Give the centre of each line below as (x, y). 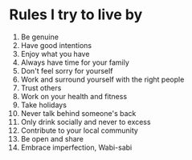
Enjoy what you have (55, 54)
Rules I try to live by (76, 15)
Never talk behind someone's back (78, 113)
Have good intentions (56, 45)
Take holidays (44, 105)
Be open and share (52, 138)
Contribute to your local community (80, 130)
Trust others (41, 88)
